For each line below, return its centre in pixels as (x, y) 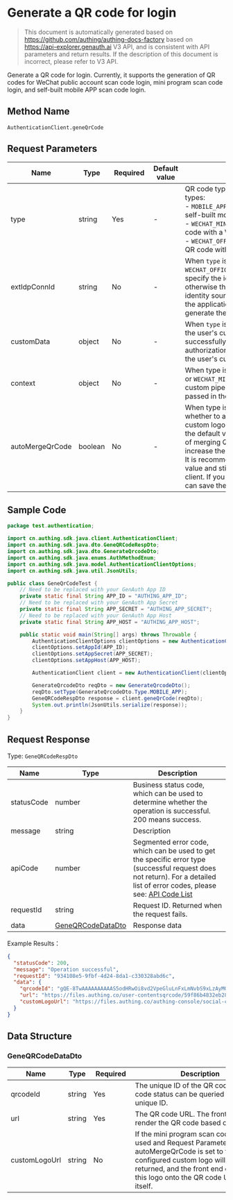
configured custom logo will (180, 1160)
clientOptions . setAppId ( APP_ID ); (80, 648)
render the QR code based (178, 1123)
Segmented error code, (171, 842)
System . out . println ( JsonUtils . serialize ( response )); (110, 705)
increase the (205, 450)
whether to (202, 416)
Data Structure (40, 1037)
